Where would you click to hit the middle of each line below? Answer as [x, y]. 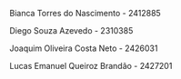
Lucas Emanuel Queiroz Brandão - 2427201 [91, 66]
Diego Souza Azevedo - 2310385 [71, 30]
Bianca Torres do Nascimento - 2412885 [85, 13]
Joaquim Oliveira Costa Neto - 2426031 [84, 48]
